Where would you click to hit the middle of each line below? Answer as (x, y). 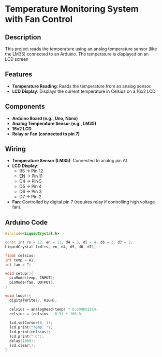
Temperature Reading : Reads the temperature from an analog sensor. (82, 86)
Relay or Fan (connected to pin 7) (46, 134)
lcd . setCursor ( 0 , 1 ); (31, 323)
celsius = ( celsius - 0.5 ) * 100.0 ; (46, 314)
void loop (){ (18, 296)
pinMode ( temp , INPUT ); (32, 278)
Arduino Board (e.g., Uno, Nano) (45, 118)
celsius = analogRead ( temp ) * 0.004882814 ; (54, 309)
